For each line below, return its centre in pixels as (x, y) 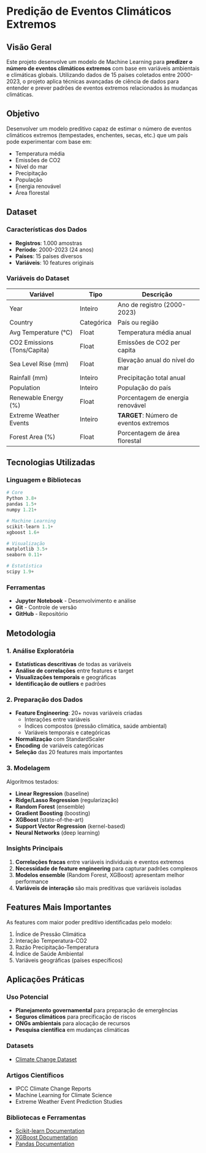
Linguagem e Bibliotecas (44, 480)
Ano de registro (140, 304)
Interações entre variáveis (57, 720)
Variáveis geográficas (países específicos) (69, 960)
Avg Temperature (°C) (41, 332)
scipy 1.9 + (20, 572)
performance (32, 881)
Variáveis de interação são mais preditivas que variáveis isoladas (98, 888)
